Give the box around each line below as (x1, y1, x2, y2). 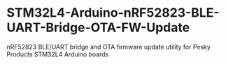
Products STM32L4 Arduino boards (6, 50, 109, 58)
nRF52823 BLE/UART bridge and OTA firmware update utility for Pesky (6, 42, 211, 51)
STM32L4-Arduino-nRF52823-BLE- (6, 5, 220, 21)
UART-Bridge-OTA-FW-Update (6, 19, 190, 35)
